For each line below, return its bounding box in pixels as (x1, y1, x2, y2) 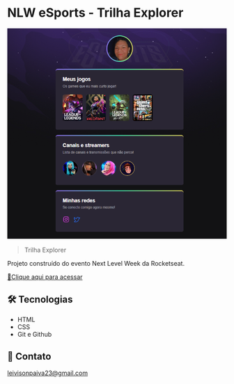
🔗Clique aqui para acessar (7, 273, 83, 281)
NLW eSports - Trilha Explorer (7, 5, 184, 21)
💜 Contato (7, 350, 52, 362)
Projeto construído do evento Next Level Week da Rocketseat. (7, 259, 185, 267)
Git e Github (17, 330, 52, 339)
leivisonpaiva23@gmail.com (7, 369, 88, 377)
